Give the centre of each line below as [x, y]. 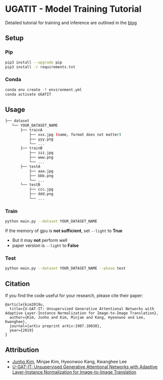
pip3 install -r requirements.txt [40, 67]
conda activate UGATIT [28, 94]
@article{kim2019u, [25, 305]
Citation [18, 284]
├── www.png [41, 158]
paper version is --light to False [46, 246]
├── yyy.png [41, 139]
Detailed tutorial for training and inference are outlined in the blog [71, 23]
